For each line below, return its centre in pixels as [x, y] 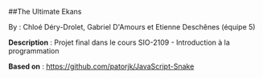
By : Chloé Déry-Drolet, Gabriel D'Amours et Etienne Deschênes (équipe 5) [132, 27]
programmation [34, 51]
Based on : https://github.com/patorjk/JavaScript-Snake [101, 66]
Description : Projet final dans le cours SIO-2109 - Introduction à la [119, 42]
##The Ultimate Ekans [45, 12]
